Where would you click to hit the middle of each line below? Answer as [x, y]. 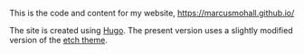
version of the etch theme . [59, 40]
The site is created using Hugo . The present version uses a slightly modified [151, 30]
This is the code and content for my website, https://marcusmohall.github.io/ [152, 13]
